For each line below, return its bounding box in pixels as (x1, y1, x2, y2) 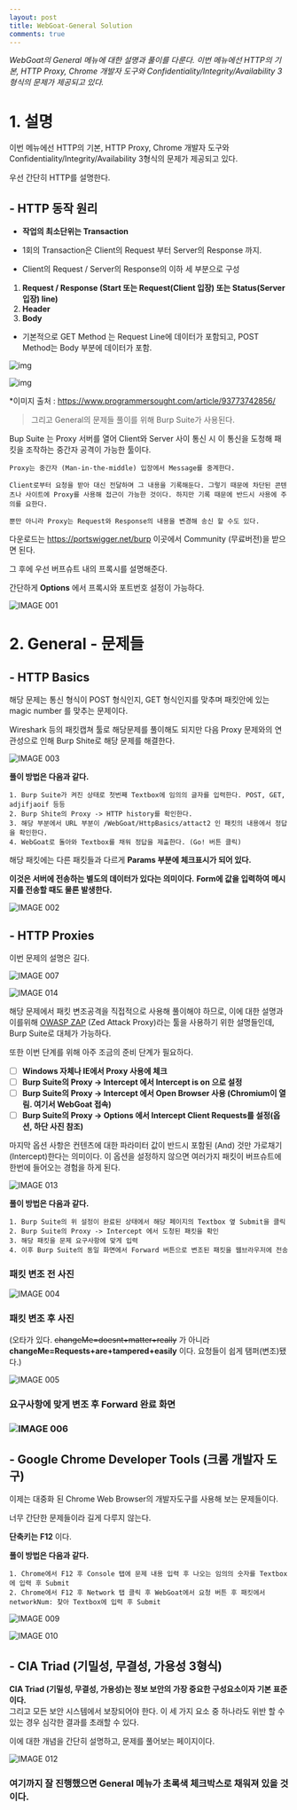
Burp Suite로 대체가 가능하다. (9, 1028, 112, 1038)
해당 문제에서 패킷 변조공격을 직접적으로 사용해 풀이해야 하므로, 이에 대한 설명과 (9, 1006, 284, 1016)
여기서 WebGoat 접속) (34, 1099, 113, 1109)
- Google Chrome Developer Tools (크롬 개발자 (9, 1452, 264, 1468)
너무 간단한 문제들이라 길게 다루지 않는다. (9, 1513, 152, 1524)
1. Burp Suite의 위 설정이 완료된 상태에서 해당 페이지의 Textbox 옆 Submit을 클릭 (9, 1218, 286, 1226)
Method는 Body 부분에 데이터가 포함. (21, 342, 152, 353)
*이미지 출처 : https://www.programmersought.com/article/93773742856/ (9, 396, 277, 406)
